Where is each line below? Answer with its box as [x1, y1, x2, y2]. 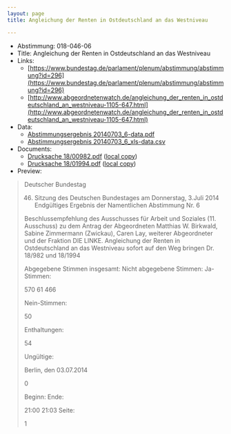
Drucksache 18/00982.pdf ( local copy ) [27, 152, 138, 160]
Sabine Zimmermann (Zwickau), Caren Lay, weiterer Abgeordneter [23, 229, 213, 237]
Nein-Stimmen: [23, 298, 68, 307]
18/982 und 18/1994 [23, 251, 81, 260]
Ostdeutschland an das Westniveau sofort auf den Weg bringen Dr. [23, 244, 215, 252]
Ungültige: [23, 352, 54, 361]
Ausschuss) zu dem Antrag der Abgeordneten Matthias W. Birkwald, [23, 221, 219, 230]
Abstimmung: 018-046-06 [17, 42, 92, 50]
